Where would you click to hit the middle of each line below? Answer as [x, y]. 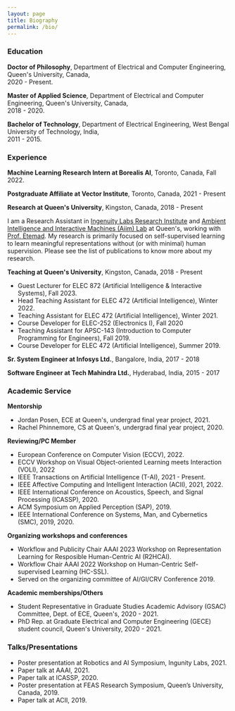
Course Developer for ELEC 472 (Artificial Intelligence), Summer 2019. [119, 345]
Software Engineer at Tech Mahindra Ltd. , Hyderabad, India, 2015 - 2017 [114, 372]
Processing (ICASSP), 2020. [58, 500]
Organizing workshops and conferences [68, 536]
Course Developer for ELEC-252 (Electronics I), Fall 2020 [100, 323]
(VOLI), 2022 [36, 470]
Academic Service [39, 391]
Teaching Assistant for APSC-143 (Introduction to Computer [104, 330]
